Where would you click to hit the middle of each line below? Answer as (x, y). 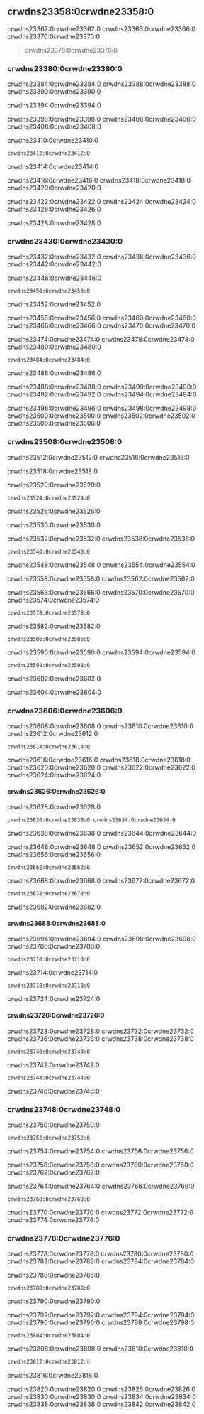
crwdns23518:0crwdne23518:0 (52, 471)
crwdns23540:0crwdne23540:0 (49, 551)
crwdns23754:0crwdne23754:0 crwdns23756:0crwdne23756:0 (101, 1151)
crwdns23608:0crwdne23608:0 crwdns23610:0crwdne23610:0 (100, 726)
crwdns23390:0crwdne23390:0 (54, 92)
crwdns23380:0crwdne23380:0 (65, 68)
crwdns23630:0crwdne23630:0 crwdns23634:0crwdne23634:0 (91, 820)
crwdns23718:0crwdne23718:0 (49, 986)
